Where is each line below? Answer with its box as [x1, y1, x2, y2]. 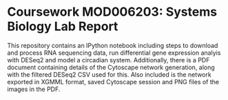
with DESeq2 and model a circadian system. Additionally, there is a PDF [7, 55, 210, 64]
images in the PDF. [7, 85, 61, 93]
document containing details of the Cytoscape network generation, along [7, 63, 215, 71]
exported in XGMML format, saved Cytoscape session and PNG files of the [7, 77, 219, 86]
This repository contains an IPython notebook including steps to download [7, 41, 218, 49]
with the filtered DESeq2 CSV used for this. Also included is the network [7, 70, 211, 79]
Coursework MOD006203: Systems [7, 4, 218, 20]
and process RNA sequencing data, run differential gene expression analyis [7, 49, 221, 57]
